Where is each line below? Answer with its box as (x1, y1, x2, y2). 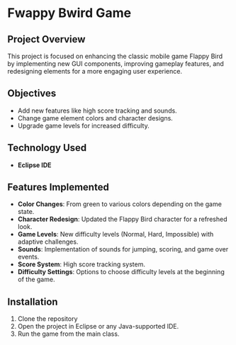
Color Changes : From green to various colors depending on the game (17, 200, 222, 208)
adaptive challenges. (17, 237, 79, 246)
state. (17, 208, 35, 216)
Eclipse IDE (17, 161, 52, 169)
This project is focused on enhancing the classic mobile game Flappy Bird (7, 52, 223, 60)
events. (17, 253, 40, 261)
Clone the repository (17, 315, 78, 323)
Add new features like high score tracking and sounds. (17, 106, 177, 115)
